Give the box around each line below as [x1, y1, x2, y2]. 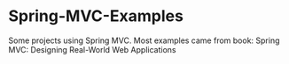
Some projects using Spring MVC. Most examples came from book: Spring [8, 35, 280, 46]
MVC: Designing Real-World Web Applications [8, 44, 176, 54]
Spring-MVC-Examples [8, 6, 184, 26]
